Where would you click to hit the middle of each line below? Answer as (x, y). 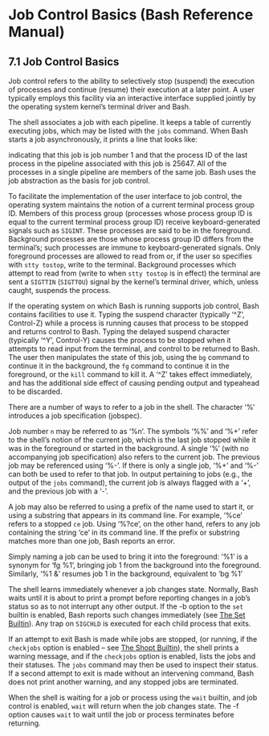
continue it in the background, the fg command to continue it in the (119, 366)
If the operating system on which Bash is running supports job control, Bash (134, 306)
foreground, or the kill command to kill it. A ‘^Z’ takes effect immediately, (130, 374)
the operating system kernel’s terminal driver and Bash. (100, 107)
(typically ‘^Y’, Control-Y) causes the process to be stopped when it (120, 340)
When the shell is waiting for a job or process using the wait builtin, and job (133, 697)
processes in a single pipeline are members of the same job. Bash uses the (132, 172)
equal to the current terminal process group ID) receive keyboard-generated (134, 222)
